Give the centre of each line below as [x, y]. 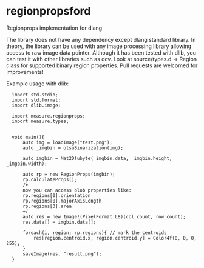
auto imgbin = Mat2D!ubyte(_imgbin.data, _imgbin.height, [97, 158]
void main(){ [28, 137]
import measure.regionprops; [49, 116]
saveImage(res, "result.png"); [62, 254]
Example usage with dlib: [38, 84]
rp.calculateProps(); [50, 179]
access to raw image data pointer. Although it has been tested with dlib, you [101, 52]
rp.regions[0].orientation [56, 195]
